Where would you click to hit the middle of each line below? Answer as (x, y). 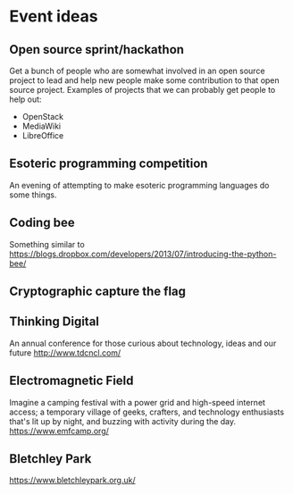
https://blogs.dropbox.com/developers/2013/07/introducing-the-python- (143, 254)
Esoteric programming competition (109, 164)
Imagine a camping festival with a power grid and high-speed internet (138, 402)
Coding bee (42, 223)
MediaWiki (41, 126)
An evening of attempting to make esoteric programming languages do (139, 185)
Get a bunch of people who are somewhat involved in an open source (137, 71)
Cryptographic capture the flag (97, 292)
